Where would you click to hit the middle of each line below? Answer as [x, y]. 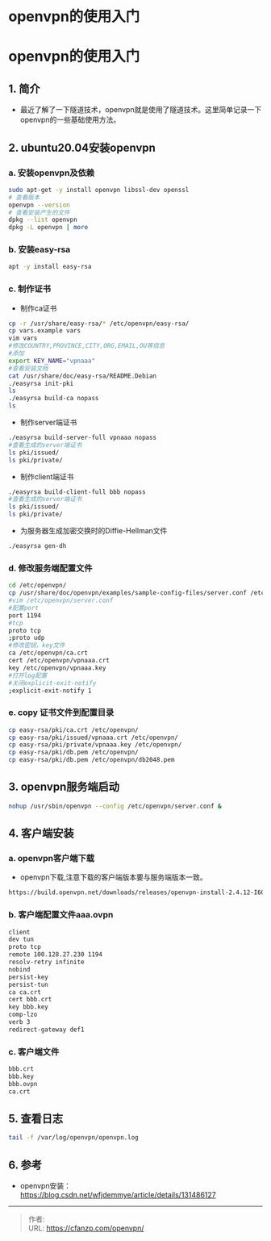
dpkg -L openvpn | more [48, 228]
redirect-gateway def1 [46, 1030]
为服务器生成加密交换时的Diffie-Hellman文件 [94, 531]
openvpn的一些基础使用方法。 [70, 120]
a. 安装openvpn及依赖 [52, 173]
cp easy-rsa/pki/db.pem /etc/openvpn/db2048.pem [92, 760]
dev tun [21, 940]
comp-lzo [23, 1015]
